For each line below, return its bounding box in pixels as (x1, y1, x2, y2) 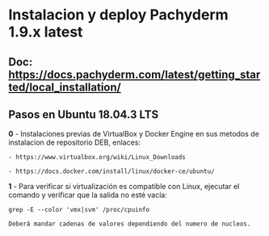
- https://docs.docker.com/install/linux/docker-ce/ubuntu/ (8, 167, 216, 175)
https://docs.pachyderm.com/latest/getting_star (8, 67, 261, 82)
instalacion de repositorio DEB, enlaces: (8, 137, 141, 147)
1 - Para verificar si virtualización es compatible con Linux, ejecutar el (8, 182, 240, 192)
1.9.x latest (8, 23, 83, 41)
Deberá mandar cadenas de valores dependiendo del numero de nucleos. (8, 220, 251, 228)
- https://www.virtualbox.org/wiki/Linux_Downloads (8, 154, 186, 162)
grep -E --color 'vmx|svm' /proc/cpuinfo (8, 206, 150, 214)
